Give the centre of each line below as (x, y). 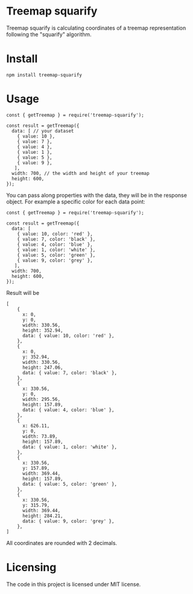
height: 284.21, (43, 516)
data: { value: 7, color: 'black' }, (70, 373)
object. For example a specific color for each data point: (76, 202)
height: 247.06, (43, 368)
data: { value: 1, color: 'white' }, (70, 447)
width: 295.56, (41, 399)
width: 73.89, (40, 436)
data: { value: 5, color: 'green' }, (70, 484)
